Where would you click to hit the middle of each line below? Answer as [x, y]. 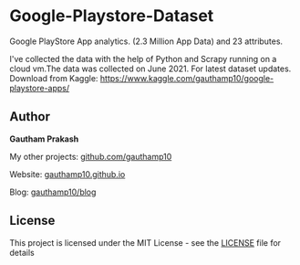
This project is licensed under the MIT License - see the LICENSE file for [145, 242]
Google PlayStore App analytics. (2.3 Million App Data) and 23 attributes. [146, 41]
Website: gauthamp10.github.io [67, 174]
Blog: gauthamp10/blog [53, 192]
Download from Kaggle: [54, 78]
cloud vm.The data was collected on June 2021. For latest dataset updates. [150, 69]
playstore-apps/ [40, 88]
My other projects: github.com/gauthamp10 [91, 156]
